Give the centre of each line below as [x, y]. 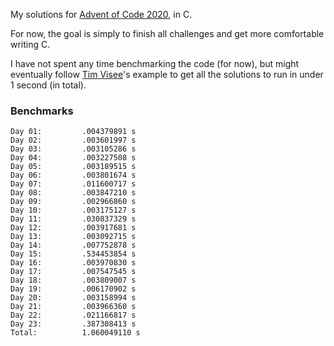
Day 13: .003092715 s [73, 237]
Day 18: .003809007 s [73, 280]
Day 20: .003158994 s [73, 298]
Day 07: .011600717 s [73, 184]
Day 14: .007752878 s [73, 245]
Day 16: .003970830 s [73, 263]
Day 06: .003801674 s [73, 175]
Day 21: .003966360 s [73, 307]
